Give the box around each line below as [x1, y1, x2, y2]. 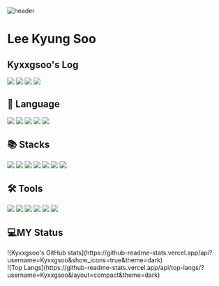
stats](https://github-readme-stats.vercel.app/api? [67, 248, 213, 257]
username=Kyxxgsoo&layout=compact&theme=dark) [7, 271, 160, 279]
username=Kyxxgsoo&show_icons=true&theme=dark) [7, 256, 163, 264]
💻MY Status [7, 227, 63, 239]
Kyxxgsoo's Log [7, 59, 79, 70]
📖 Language [7, 98, 61, 110]
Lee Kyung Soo [7, 31, 96, 47]
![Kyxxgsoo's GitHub [7, 248, 66, 257]
